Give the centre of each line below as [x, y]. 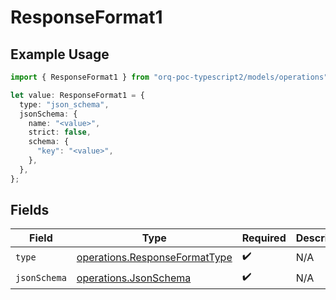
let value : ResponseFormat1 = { [77, 95]
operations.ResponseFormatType [154, 257]
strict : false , [60, 132]
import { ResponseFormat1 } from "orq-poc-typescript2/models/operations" [169, 77]
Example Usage [60, 54]
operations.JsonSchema [134, 278]
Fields [30, 210]
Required [264, 238]
